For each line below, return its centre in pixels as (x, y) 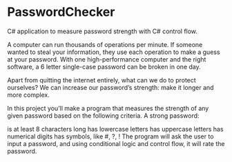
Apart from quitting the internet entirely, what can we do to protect (102, 80)
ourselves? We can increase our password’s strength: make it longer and (110, 87)
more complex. (28, 95)
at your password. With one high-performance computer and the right (107, 59)
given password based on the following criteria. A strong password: (103, 116)
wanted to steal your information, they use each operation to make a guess (114, 52)
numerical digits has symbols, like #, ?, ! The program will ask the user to (110, 136)
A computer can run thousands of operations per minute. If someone (105, 44)
